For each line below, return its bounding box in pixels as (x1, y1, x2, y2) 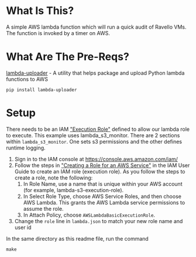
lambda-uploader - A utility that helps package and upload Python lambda (6, 69, 185, 77)
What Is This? (6, 4, 74, 18)
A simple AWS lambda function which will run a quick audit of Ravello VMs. (6, 23, 187, 30)
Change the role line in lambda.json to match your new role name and (14, 217, 183, 224)
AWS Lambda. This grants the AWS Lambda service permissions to (23, 199, 185, 206)
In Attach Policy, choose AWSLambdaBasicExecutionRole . (23, 211, 156, 218)
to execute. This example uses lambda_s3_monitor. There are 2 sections (6, 131, 180, 138)
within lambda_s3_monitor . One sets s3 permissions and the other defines (6, 138, 183, 145)
